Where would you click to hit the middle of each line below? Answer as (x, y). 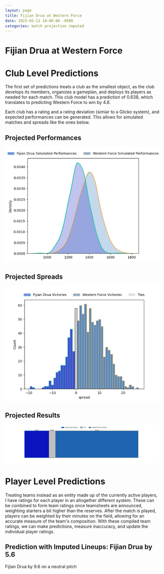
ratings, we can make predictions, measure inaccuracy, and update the (77, 526)
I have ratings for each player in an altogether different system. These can (80, 500)
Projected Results (33, 415)
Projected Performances (43, 138)
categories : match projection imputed (45, 26)
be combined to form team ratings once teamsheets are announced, (74, 505)
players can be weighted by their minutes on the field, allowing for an (75, 516)
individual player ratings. (30, 531)
